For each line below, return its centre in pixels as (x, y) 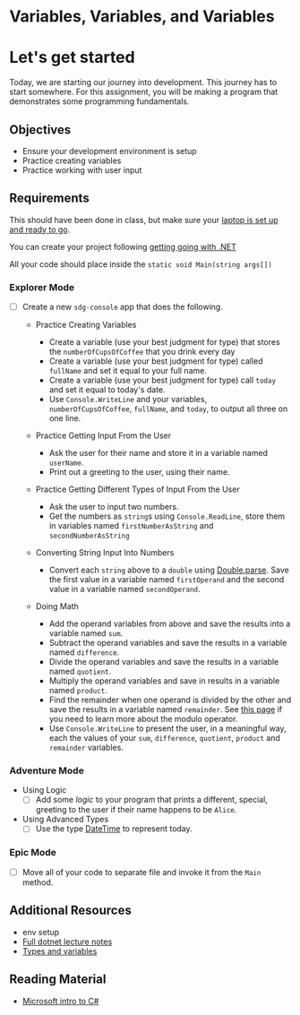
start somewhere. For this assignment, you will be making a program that (144, 92)
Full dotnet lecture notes (67, 942)
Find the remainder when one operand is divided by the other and (170, 700)
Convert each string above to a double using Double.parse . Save (169, 570)
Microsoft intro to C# (60, 1001)
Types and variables (60, 950)
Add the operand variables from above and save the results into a (170, 624)
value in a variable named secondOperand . (124, 589)
